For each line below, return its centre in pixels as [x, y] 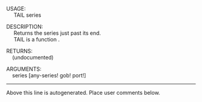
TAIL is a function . [37, 39]
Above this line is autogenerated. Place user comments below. [83, 93]
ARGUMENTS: [24, 69]
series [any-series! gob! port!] [49, 75]
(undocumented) [33, 57]
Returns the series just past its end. [57, 33]
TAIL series [27, 15]
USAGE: [16, 9]
